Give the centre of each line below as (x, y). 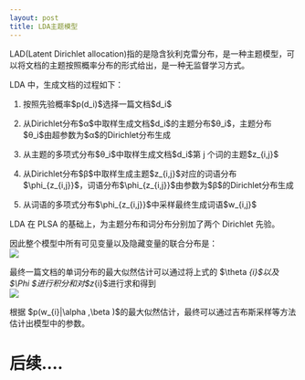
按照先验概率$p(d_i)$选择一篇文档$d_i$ (97, 104)
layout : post (34, 18)
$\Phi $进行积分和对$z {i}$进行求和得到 (83, 283)
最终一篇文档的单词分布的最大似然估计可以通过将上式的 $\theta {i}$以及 (144, 271)
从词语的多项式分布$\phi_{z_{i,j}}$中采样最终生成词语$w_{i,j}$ (140, 204)
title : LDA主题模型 (44, 26)
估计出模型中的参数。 (49, 323)
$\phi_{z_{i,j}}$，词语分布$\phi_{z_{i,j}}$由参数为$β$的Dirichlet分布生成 (158, 185)
